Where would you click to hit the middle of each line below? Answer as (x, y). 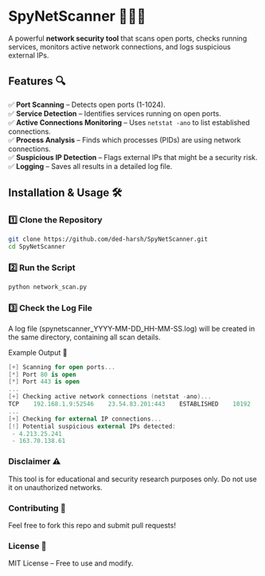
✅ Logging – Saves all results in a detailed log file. (90, 166)
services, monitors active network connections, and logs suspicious (119, 46)
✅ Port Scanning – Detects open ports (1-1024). (87, 104)
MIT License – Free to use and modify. (71, 563)
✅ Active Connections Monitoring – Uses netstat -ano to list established (129, 122)
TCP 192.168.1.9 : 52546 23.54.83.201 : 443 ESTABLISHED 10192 (129, 404)
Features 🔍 (37, 82)
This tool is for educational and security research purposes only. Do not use (132, 479)
